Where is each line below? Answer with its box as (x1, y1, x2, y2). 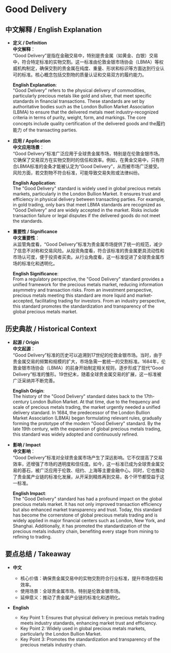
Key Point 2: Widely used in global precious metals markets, (20, 625, 146, 632)
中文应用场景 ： (12, 144, 44, 150)
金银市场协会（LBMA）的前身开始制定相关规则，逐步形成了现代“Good (17, 364, 164, 371)
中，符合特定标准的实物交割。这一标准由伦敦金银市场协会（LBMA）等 (12, 59, 159, 65)
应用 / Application (12, 138, 51, 144)
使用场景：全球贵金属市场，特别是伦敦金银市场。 (20, 588, 123, 594)
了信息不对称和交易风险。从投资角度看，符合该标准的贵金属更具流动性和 (12, 248, 164, 253)
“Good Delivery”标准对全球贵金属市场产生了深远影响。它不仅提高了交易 (12, 454, 163, 460)
